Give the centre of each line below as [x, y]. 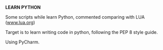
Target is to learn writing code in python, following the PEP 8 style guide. [81, 32]
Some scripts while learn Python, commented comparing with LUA [75, 17]
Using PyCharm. [22, 42]
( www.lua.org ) [20, 22]
